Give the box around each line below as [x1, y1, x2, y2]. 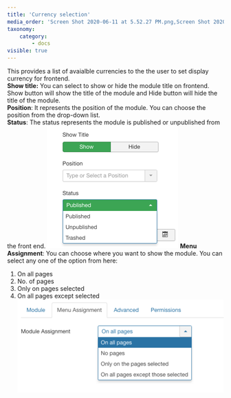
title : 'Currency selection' [7, 11, 91, 18]
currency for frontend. [7, 74, 70, 82]
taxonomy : [7, 25, 36, 32]
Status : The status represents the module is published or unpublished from [7, 118, 221, 126]
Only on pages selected [16, 285, 85, 292]
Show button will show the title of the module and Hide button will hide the [7, 89, 218, 97]
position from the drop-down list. [7, 111, 101, 119]
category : [19, 33, 48, 40]
